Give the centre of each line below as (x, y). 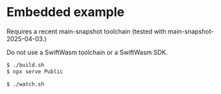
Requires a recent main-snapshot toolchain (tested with (86, 31)
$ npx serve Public (35, 71)
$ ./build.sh (26, 65)
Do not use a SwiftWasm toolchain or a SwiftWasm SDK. (87, 52)
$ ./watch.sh (26, 84)
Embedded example (66, 12)
